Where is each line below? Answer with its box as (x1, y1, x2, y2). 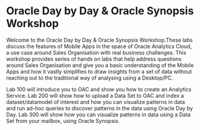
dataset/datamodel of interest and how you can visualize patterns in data (6, 98, 186, 105)
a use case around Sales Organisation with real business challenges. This (6, 49, 186, 56)
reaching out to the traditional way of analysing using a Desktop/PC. (6, 74, 174, 81)
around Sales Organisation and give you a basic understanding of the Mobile (6, 61, 194, 69)
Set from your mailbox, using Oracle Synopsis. (6, 117, 120, 124)
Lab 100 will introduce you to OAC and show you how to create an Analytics (6, 85, 192, 93)
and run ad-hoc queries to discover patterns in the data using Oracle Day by (6, 104, 193, 112)
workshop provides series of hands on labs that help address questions (6, 55, 182, 62)
